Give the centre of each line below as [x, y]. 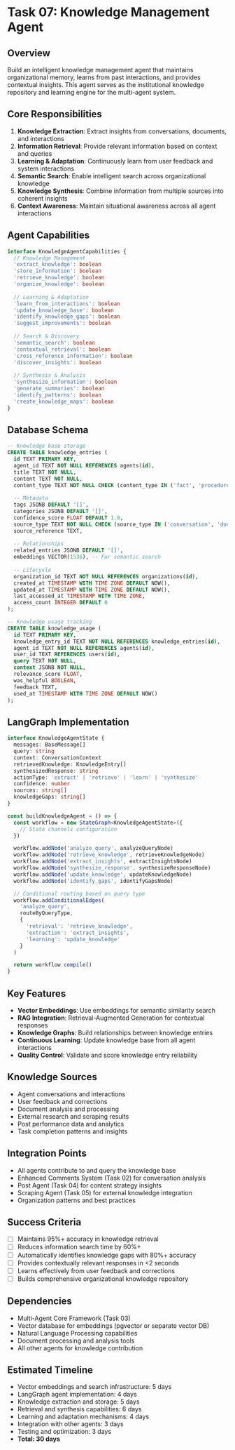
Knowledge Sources [52, 1077]
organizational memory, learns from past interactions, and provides [104, 77]
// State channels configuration [69, 829]
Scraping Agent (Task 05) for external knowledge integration [105, 1192]
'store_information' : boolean [57, 271]
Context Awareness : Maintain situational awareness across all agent [116, 206]
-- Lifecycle [33, 570]
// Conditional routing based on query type [79, 893]
